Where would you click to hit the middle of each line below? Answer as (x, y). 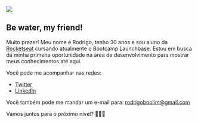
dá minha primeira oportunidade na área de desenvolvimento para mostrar (98, 55)
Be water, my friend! (44, 28)
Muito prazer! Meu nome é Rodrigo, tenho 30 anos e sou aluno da (87, 42)
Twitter (24, 84)
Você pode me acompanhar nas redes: (54, 73)
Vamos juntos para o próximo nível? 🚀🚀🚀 (56, 113)
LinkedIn (25, 90)
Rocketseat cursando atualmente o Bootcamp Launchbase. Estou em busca (99, 48)
